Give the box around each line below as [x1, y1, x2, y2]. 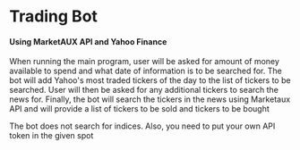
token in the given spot [9, 130, 94, 141]
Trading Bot [9, 6, 99, 27]
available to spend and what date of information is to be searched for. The [9, 65, 282, 77]
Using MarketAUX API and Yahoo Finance [9, 36, 167, 46]
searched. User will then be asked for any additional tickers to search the [9, 85, 279, 96]
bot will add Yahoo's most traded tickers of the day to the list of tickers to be [9, 75, 291, 86]
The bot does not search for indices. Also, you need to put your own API [9, 121, 276, 131]
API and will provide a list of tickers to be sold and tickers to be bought [9, 104, 270, 114]
